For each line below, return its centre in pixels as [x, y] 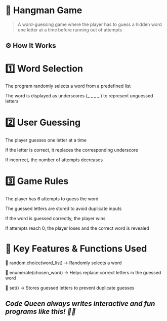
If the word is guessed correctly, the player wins [55, 219]
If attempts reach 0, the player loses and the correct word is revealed [77, 228]
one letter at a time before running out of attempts [70, 29]
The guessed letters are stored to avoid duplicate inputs [64, 209]
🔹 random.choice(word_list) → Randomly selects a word [64, 263]
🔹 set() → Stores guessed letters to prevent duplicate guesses [70, 288]
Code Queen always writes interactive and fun [80, 304]
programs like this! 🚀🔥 [41, 312]
